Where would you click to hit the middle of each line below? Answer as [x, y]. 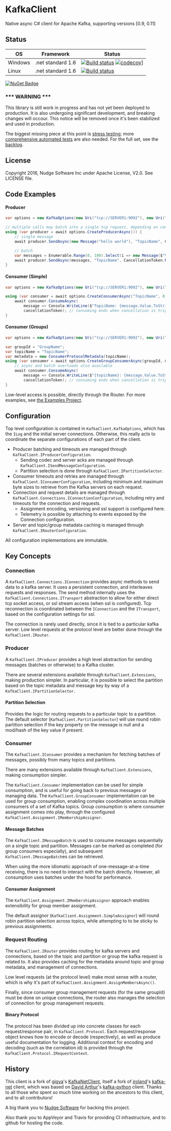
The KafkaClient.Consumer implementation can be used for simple [74, 785]
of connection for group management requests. [55, 1003]
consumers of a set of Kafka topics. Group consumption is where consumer [85, 807]
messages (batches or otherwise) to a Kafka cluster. [60, 665]
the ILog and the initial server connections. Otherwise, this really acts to [80, 434]
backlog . [15, 145]
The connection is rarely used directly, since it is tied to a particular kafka [82, 624]
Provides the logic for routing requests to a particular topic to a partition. [81, 714]
